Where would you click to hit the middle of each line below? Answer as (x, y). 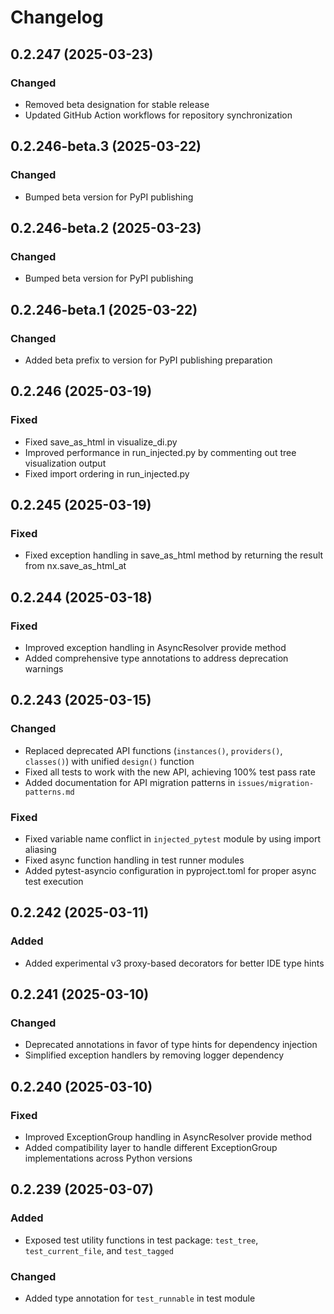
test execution (54, 881)
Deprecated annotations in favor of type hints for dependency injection (171, 1045)
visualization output (65, 463)
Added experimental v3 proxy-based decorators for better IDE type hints (174, 963)
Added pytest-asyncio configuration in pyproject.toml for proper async (170, 870)
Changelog (57, 17)
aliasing (40, 849)
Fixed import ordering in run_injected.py (107, 473)
